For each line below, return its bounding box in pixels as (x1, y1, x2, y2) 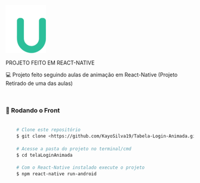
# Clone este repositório (16, 127, 81, 133)
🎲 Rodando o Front (5, 106, 60, 114)
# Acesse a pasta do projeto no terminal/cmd (16, 145, 132, 152)
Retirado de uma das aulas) (5, 80, 73, 87)
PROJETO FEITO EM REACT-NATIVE (5, 59, 95, 66)
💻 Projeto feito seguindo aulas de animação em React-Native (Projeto (5, 71, 178, 78)
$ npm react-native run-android (16, 171, 97, 177)
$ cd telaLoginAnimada (16, 152, 73, 158)
